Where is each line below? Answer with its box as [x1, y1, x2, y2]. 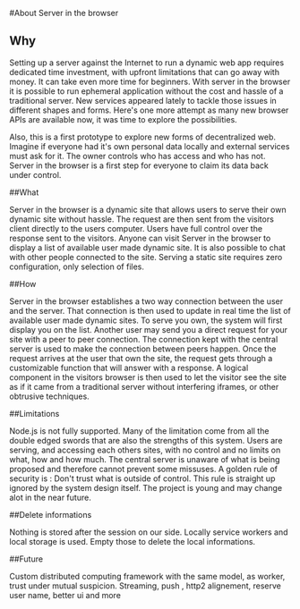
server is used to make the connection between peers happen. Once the [9, 343, 277, 354]
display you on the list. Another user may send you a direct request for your [9, 324, 288, 334]
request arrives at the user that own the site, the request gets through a [9, 352, 273, 363]
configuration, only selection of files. [9, 261, 145, 272]
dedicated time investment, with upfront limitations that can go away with [9, 66, 280, 77]
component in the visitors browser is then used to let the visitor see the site [9, 371, 287, 383]
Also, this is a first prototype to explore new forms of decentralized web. [9, 131, 276, 142]
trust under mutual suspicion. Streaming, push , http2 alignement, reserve [9, 580, 282, 591]
